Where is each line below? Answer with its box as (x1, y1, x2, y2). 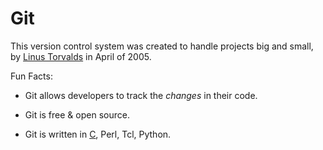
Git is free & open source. (24, 108, 130, 121)
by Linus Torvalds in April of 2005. (10, 50, 152, 62)
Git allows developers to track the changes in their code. (24, 89, 258, 101)
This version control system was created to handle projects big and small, (10, 40, 314, 52)
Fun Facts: (10, 70, 53, 82)
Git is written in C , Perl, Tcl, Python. (24, 128, 172, 140)
